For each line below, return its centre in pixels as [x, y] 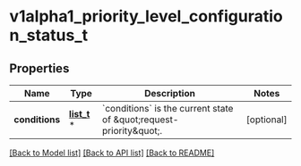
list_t [79, 114]
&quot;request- [146, 120]
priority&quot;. [132, 131]
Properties [39, 68]
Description [170, 93]
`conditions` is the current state [168, 108]
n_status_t [49, 35]
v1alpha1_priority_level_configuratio [146, 17]
